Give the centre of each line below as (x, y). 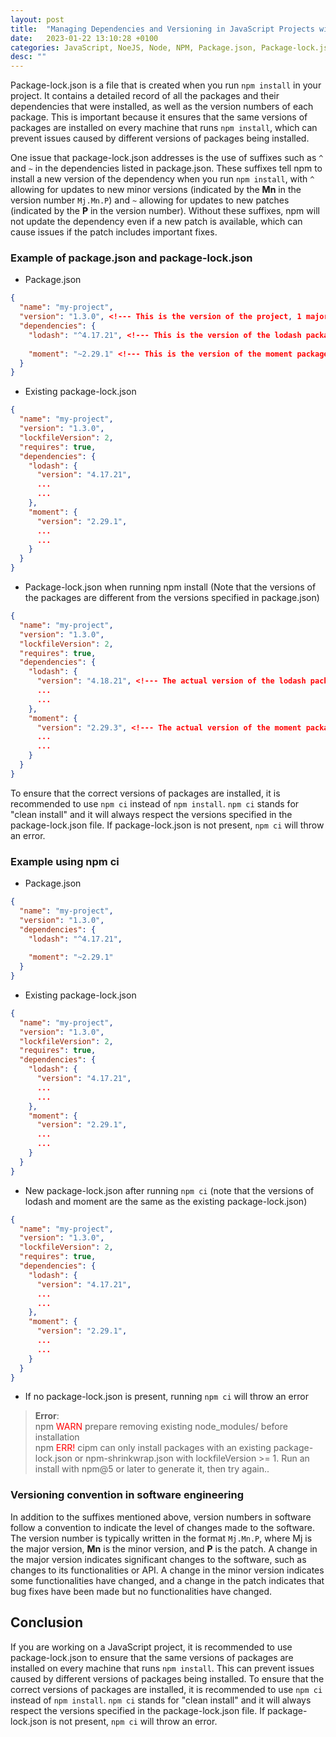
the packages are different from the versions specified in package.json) (172, 598)
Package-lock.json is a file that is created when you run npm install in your (166, 85)
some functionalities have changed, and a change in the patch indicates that (167, 1580)
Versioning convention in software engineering (127, 1495)
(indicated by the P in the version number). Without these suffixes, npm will (165, 211)
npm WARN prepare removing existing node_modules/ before (161, 1427)
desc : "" (28, 57)
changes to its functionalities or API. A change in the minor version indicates (167, 1570)
